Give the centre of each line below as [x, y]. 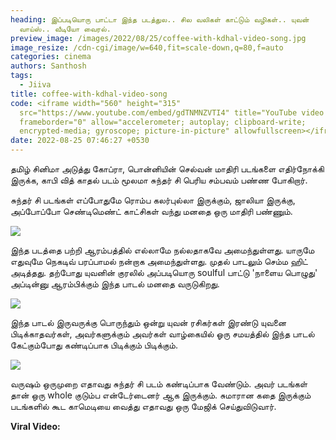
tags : [21, 76]
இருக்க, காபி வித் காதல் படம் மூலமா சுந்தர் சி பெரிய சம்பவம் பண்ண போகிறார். [159, 180]
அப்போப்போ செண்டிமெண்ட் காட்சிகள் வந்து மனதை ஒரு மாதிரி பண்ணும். [151, 211]
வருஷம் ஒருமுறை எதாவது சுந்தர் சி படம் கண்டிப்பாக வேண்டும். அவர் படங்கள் [159, 384]
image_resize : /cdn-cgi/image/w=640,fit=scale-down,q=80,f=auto [147, 47]
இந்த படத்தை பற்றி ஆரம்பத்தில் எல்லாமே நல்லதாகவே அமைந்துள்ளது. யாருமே [162, 250]
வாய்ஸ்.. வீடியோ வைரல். [65, 29]
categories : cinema [51, 57]
